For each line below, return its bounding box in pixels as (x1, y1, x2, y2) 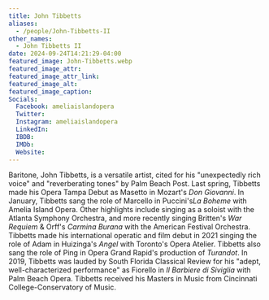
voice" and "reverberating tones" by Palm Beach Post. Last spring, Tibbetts (8, 179, 261, 189)
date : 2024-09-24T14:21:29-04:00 (8, 50, 122, 58)
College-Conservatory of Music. (8, 282, 116, 293)
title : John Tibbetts (8, 11, 82, 20)
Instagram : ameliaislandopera (15, 118, 118, 126)
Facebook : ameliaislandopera (15, 102, 115, 111)
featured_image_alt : (8, 80, 79, 88)
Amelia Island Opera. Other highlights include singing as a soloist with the (8, 205, 254, 215)
